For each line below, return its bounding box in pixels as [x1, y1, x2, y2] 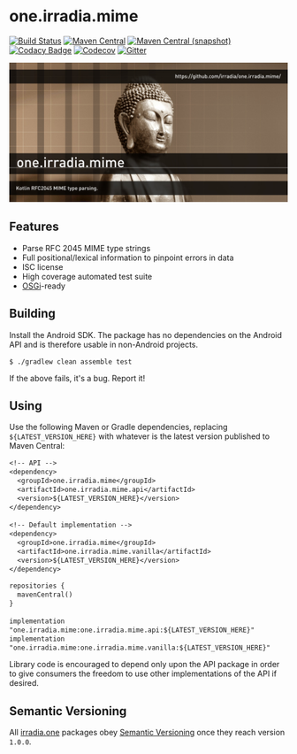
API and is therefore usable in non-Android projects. [9, 339, 199, 350]
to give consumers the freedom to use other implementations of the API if [9, 668, 277, 679]
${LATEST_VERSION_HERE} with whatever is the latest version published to [9, 431, 270, 442]
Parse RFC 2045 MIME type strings [21, 242, 151, 253]
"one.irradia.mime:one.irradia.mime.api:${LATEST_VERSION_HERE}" [9, 626, 255, 635]
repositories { [9, 581, 65, 590]
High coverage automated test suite [21, 271, 153, 281]
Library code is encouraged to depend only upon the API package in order [9, 659, 280, 670]
